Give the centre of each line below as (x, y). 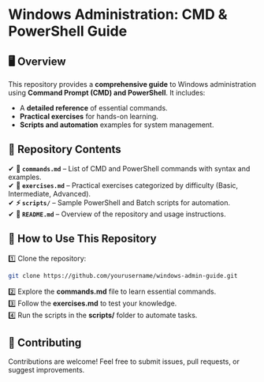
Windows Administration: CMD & (118, 15)
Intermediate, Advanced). (50, 193)
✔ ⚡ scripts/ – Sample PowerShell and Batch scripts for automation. (119, 202)
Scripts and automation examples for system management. (117, 125)
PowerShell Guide (68, 31)
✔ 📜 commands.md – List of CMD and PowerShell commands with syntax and (129, 168)
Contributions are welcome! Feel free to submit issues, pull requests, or (124, 361)
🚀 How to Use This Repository (82, 239)
